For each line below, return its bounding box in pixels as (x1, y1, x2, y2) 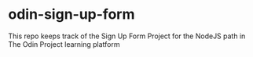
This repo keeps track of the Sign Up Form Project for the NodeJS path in (8, 31, 246, 41)
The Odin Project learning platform (8, 39, 120, 48)
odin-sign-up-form (8, 5, 135, 23)
